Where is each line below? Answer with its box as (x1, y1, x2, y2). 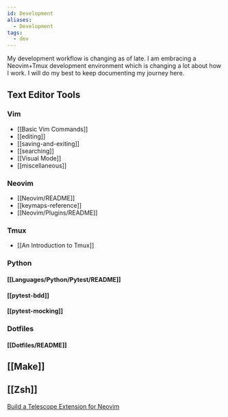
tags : (7, 29, 23, 36)
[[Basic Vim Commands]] (16, 125, 88, 133)
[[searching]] (16, 147, 55, 155)
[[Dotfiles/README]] (7, 341, 67, 349)
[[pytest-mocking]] (7, 307, 64, 315)
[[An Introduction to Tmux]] (16, 241, 94, 250)
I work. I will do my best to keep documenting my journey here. (7, 69, 185, 78)
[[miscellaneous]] (16, 161, 67, 169)
